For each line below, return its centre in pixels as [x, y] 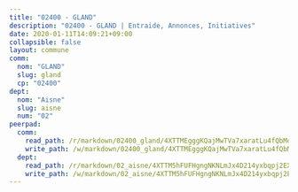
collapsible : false [45, 42]
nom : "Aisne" [41, 100]
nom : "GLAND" [41, 67]
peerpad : [25, 125]
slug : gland [39, 75]
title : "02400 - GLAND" [53, 17]
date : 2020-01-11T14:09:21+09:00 [71, 34]
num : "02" [35, 116]
